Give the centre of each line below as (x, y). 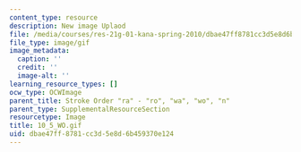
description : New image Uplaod (68, 26)
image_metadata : (39, 51)
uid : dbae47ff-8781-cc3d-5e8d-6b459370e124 (92, 134)
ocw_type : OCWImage (46, 92)
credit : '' (38, 68)
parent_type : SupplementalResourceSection (90, 109)
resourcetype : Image (48, 117)
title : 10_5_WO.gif (46, 126)
